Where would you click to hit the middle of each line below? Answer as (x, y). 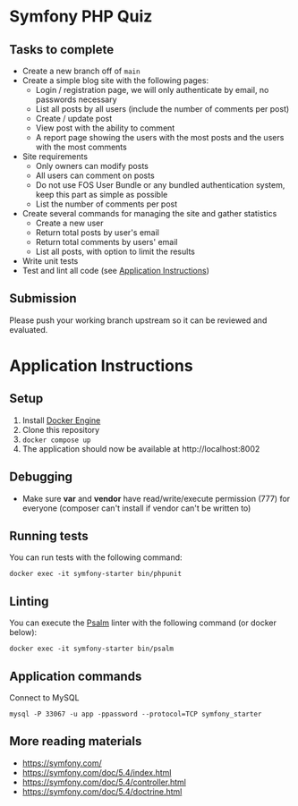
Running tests (49, 536)
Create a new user (70, 223)
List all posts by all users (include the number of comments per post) (162, 109)
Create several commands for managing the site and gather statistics (149, 213)
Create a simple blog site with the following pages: (115, 81)
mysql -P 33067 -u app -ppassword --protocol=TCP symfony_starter (136, 714)
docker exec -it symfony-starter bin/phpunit (95, 574)
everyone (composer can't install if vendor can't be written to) (136, 508)
